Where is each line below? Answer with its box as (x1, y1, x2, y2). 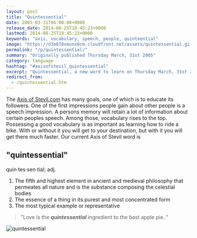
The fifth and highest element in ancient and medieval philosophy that (14, 177, 184, 184)
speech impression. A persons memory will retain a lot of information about (6, 108, 188, 115)
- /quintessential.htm (11, 80, 67, 86)
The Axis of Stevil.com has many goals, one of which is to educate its (6, 96, 174, 103)
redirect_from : (6, 74, 43, 80)
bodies (14, 189, 32, 197)
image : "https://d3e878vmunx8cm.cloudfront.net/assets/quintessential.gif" (6, 42, 195, 48)
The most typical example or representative (14, 202, 120, 209)
